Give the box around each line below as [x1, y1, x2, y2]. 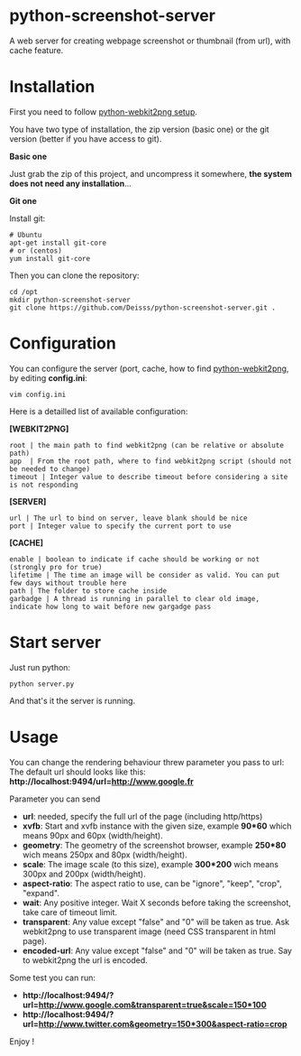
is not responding [9, 480, 78, 489]
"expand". [22, 887, 60, 898]
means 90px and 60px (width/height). [22, 829, 164, 840]
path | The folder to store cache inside [9, 586, 168, 596]
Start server [9, 633, 102, 653]
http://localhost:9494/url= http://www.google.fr [9, 775, 194, 786]
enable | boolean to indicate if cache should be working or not [9, 554, 260, 564]
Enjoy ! [9, 1035, 35, 1047]
